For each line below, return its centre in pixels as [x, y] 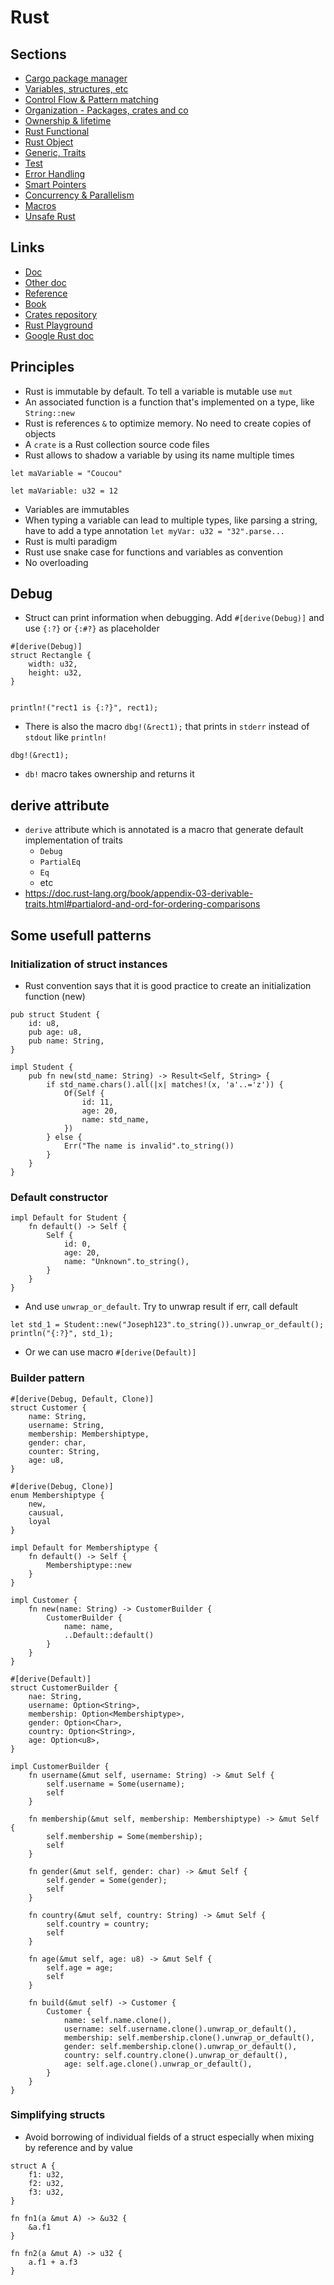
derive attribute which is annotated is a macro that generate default [164, 830]
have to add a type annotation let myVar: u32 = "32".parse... [154, 530]
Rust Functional [57, 131]
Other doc [45, 282]
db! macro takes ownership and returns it [109, 774]
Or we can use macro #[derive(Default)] [110, 1352]
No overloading [56, 562]
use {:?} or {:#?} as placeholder [92, 628]
